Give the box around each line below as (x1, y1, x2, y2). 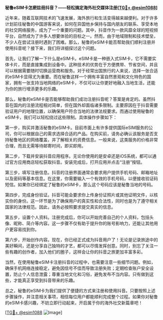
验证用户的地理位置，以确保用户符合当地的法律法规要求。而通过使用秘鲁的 (5, 109, 154, 114)
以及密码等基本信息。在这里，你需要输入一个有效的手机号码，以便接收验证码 (5, 176, 158, 181)
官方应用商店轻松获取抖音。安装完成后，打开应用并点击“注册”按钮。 (9, 160, 145, 165)
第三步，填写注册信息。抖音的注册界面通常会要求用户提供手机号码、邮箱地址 (5, 170, 158, 175)
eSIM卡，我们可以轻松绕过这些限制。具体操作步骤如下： (5, 114, 117, 120)
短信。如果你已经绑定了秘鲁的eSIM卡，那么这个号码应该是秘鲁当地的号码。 (5, 182, 156, 187)
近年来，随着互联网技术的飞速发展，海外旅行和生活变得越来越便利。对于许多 (5, 15, 158, 21)
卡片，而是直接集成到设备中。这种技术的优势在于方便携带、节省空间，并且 (9, 62, 158, 67)
